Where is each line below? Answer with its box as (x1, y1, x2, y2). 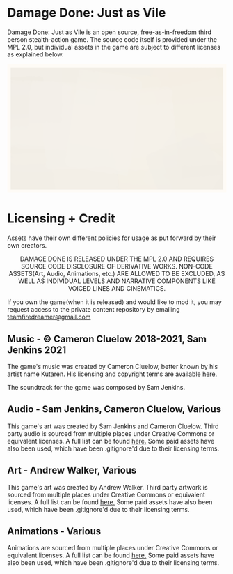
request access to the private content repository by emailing (7, 305, 180, 314)
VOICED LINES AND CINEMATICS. (67, 285, 166, 293)
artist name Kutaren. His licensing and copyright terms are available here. (7, 370, 218, 378)
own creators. (7, 241, 47, 250)
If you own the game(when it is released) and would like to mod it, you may (7, 298, 223, 306)
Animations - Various (7, 525, 102, 538)
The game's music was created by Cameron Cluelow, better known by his (7, 363, 218, 370)
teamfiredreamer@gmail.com (7, 312, 91, 322)
